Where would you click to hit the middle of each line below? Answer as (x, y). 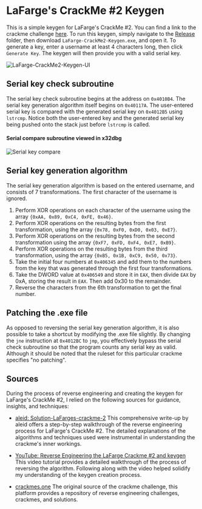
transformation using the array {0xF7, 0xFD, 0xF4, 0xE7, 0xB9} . (95, 242)
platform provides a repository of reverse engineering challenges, (97, 493)
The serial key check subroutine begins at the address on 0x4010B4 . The (96, 98)
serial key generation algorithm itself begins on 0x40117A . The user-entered (100, 105)
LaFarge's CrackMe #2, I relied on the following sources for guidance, (93, 400)
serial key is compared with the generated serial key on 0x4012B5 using (95, 111)
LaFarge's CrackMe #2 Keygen (86, 11)
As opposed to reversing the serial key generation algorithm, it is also (93, 328)
